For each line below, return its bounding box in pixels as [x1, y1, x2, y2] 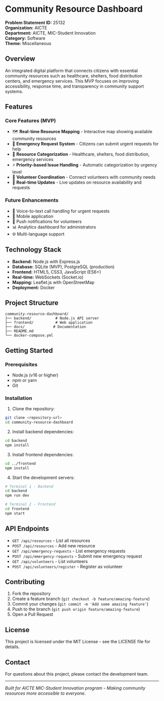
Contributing [5, 578, 45, 586]
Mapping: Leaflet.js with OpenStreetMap [12, 279, 95, 285]
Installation [5, 395, 33, 401]
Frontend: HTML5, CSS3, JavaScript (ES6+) [12, 269, 102, 275]
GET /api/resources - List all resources [12, 537, 90, 543]
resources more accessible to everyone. [5, 690, 86, 696]
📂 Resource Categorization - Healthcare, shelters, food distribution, [12, 151, 150, 157]
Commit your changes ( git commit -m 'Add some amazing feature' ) [12, 601, 149, 607]
